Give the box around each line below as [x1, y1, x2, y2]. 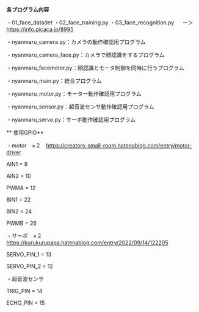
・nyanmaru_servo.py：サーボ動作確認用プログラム [6, 116, 136, 123]
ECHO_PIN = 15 [6, 299, 45, 307]
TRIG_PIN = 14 [6, 288, 43, 294]
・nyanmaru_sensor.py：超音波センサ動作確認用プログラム [6, 103, 154, 110]
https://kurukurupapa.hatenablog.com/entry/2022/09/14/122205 [6, 239, 169, 246]
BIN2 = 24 [6, 208, 32, 215]
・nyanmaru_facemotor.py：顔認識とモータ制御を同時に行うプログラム [6, 64, 184, 71]
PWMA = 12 [6, 184, 36, 191]
